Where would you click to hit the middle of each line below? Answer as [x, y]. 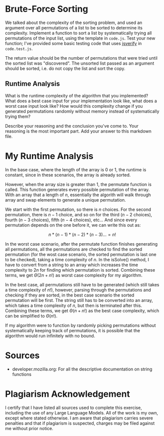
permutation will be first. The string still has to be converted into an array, [79, 300]
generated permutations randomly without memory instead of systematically [82, 111]
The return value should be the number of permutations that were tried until [81, 58]
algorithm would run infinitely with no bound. [50, 336]
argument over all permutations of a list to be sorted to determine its [74, 27]
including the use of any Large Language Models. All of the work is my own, [82, 413]
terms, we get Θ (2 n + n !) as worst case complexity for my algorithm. [74, 275]
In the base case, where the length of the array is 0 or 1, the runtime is [76, 169]
